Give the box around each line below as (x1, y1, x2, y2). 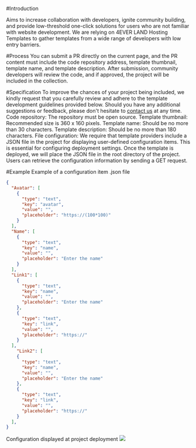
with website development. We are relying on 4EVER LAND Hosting (6, 29, 168, 36)
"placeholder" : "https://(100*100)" (21, 212, 111, 218)
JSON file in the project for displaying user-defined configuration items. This (6, 139, 191, 145)
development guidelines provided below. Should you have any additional (6, 101, 180, 108)
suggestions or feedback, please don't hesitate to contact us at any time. (6, 108, 183, 114)
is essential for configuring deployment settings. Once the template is (6, 144, 174, 151)
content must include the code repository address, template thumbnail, (6, 58, 177, 66)
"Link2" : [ (16, 348, 43, 354)
